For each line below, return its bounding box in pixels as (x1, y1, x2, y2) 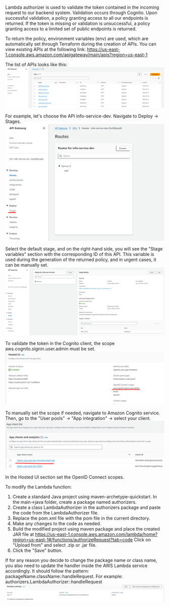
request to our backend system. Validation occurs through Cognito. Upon (5, 10, 157, 16)
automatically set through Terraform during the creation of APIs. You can (5, 41, 156, 47)
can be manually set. (5, 262, 49, 268)
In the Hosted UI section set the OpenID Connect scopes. (5, 474, 125, 480)
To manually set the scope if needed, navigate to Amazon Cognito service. (5, 410, 160, 416)
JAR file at (12, 531, 34, 537)
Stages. (5, 118, 21, 124)
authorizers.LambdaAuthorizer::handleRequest (5, 579, 102, 585)
